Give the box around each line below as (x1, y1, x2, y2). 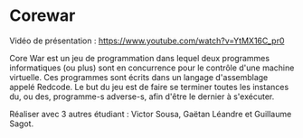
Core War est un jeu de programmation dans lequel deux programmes (9, 52, 270, 63)
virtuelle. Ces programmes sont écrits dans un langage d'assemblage (9, 71, 269, 82)
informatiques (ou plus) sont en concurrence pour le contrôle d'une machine (9, 62, 295, 73)
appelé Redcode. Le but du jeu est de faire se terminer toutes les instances (9, 81, 289, 92)
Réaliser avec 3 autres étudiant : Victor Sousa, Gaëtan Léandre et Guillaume (9, 108, 292, 119)
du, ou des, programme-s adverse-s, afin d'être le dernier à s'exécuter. (9, 91, 275, 102)
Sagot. (9, 118, 34, 129)
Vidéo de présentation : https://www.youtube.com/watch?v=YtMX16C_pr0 (9, 35, 285, 46)
